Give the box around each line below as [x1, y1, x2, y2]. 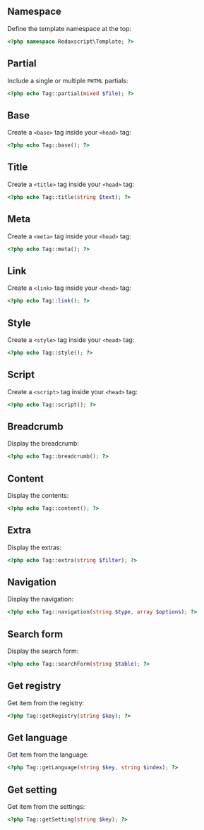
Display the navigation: [7, 595, 74, 604]
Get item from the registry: [7, 698, 85, 707]
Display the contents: [7, 492, 69, 499]
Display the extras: [7, 543, 62, 551]
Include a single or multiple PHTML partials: [7, 76, 128, 85]
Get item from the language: [7, 750, 90, 759]
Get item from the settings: [7, 802, 85, 811]
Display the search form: [7, 647, 79, 655]
